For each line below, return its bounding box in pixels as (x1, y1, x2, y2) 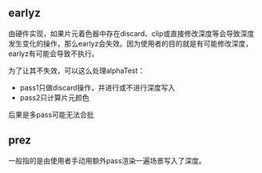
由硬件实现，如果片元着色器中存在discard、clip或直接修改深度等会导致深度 (8, 28, 255, 38)
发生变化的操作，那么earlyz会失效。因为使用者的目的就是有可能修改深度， (8, 38, 253, 48)
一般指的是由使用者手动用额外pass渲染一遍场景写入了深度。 (8, 155, 206, 165)
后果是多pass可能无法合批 (8, 110, 94, 119)
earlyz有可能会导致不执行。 (8, 48, 99, 58)
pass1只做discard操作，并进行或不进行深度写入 (19, 82, 176, 92)
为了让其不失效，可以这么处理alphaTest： (8, 66, 145, 75)
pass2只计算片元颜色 (19, 92, 89, 103)
